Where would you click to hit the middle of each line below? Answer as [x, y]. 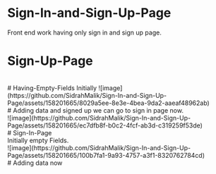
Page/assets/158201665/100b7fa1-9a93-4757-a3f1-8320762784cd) [106, 155]
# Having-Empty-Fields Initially [52, 88]
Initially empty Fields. [38, 140]
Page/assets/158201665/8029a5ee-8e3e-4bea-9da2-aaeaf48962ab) [108, 103]
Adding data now [38, 163]
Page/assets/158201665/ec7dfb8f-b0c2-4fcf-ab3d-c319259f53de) [105, 125]
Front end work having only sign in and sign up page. [85, 32]
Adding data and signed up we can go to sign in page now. [98, 110]
